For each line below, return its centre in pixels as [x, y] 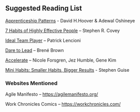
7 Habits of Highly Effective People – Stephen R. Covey [63, 31]
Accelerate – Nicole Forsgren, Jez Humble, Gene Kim [61, 60]
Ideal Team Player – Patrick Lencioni [43, 40]
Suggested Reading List [44, 8]
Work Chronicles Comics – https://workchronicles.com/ [63, 104]
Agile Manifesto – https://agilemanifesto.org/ [52, 94]
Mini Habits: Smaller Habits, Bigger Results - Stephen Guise [67, 70]
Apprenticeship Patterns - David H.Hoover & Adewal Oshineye [70, 20]
